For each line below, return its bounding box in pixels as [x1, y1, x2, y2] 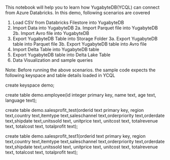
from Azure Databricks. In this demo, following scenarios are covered [5, 10, 150, 16]
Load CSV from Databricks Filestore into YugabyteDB [12, 20, 124, 25]
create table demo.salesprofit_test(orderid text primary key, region [5, 107, 144, 113]
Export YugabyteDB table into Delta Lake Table [12, 52, 111, 58]
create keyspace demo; [5, 82, 55, 88]
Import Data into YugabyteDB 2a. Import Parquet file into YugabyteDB [12, 25, 158, 31]
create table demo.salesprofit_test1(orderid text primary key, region [5, 133, 146, 139]
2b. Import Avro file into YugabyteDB [12, 30, 90, 36]
